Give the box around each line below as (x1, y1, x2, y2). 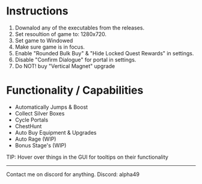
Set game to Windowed (14, 37, 73, 44)
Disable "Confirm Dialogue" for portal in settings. (14, 56, 136, 63)
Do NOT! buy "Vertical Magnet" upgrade (14, 62, 115, 70)
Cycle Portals (14, 116, 49, 123)
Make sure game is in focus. (14, 43, 85, 51)
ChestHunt (14, 122, 42, 130)
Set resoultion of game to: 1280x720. (14, 30, 107, 37)
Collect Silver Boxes (14, 109, 65, 117)
